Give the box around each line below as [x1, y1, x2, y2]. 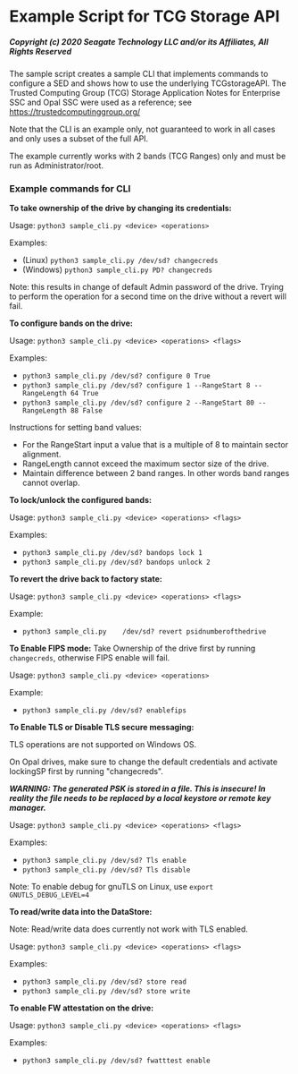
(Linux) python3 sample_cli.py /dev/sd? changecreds [21, 255, 219, 266]
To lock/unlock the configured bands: [9, 495, 152, 506]
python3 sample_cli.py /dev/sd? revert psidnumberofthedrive [21, 627, 267, 636]
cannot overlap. [21, 477, 80, 489]
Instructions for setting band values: [9, 422, 143, 433]
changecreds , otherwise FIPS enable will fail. [9, 652, 170, 663]
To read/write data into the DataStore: [9, 907, 153, 917]
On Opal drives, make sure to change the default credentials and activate [9, 756, 278, 767]
